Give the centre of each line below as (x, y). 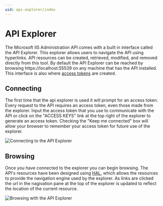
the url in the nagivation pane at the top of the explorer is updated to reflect (81, 184)
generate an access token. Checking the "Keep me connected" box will (77, 121)
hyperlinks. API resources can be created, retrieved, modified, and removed (81, 58)
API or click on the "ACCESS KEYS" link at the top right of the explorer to (78, 116)
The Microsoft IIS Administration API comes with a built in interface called (79, 47)
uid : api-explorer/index (30, 10)
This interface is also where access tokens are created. (61, 73)
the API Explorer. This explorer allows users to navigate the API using (74, 52)
